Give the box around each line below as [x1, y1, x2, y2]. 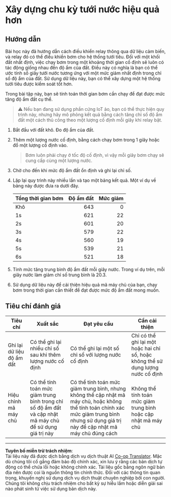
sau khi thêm [30, 351, 61, 358]
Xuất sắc [36, 320, 59, 327]
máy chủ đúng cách [70, 430, 118, 437]
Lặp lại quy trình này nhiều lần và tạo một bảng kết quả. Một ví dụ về [12, 177, 156, 183]
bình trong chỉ [30, 397, 64, 405]
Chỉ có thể [131, 332, 156, 339]
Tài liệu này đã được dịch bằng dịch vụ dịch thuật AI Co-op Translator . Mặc [5, 453, 162, 459]
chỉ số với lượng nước [70, 351, 121, 358]
